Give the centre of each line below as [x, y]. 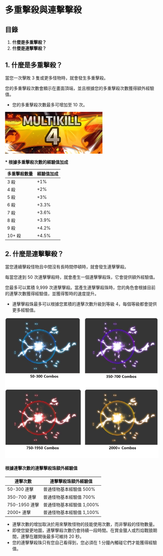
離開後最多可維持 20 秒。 [59, 536]
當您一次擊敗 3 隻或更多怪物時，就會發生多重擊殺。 [57, 78]
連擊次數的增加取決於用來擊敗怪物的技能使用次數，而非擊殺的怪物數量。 [84, 524]
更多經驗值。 [25, 310]
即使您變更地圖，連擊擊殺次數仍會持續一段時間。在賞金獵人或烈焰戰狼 [82, 530]
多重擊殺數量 [20, 174]
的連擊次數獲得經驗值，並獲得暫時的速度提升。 [52, 293]
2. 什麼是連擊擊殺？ [35, 254]
